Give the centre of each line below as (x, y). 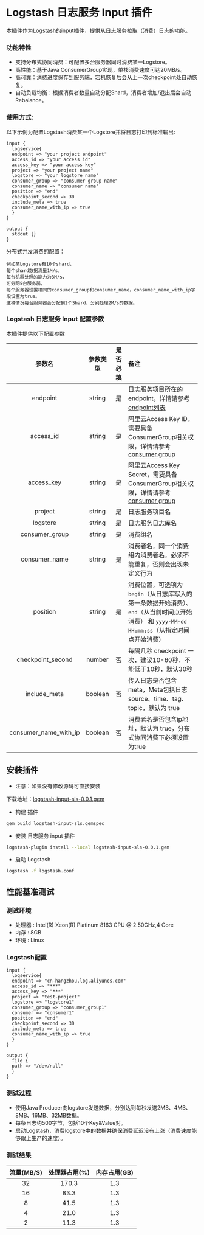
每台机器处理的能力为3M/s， (37, 277)
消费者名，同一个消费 (159, 546)
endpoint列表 (147, 407)
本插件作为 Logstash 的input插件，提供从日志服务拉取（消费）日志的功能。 (99, 30)
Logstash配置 (27, 957)
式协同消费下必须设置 (159, 737)
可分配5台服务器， (26, 284)
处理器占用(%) (69, 1172)
